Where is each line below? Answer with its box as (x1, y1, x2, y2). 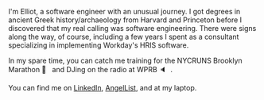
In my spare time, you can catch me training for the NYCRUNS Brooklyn (8, 56, 243, 65)
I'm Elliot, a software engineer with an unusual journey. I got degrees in (8, 7, 241, 16)
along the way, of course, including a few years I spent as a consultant (8, 32, 239, 41)
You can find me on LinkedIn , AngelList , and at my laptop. (8, 83, 197, 92)
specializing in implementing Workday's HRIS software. (8, 40, 189, 50)
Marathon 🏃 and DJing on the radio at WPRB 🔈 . (8, 65, 173, 74)
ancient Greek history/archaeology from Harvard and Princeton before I (8, 15, 243, 25)
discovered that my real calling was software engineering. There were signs (8, 24, 257, 33)
